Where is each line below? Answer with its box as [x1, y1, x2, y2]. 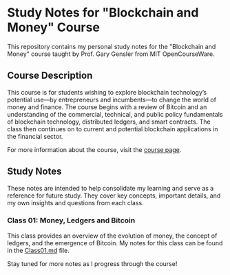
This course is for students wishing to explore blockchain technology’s [7, 88, 207, 96]
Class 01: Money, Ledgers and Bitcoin [7, 216, 136, 225]
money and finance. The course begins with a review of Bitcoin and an [7, 102, 207, 111]
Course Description [7, 70, 93, 82]
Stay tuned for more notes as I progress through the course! [7, 259, 178, 267]
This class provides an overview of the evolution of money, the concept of [7, 231, 218, 240]
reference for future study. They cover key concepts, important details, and [7, 191, 221, 200]
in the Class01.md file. [7, 246, 70, 254]
